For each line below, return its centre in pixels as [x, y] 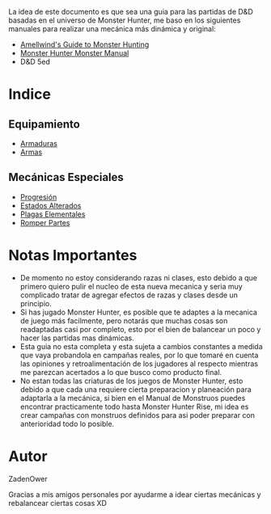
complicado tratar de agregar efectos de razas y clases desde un [129, 295]
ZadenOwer [28, 478]
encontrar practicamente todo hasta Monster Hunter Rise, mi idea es [134, 407]
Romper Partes [45, 222]
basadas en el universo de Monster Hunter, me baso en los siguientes [125, 20]
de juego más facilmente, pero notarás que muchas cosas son [124, 320]
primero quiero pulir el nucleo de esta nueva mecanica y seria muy [131, 286]
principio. [36, 303]
